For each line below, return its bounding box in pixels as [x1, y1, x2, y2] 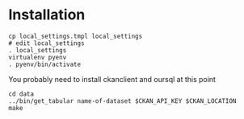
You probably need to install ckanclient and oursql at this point [8, 74, 217, 84]
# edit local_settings [8, 39, 85, 47]
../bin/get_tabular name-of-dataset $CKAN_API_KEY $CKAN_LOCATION [8, 96, 237, 105]
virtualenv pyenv [8, 53, 67, 61]
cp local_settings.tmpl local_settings [8, 32, 143, 40]
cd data [8, 90, 35, 98]
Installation [8, 6, 86, 24]
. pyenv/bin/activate [8, 60, 82, 68]
